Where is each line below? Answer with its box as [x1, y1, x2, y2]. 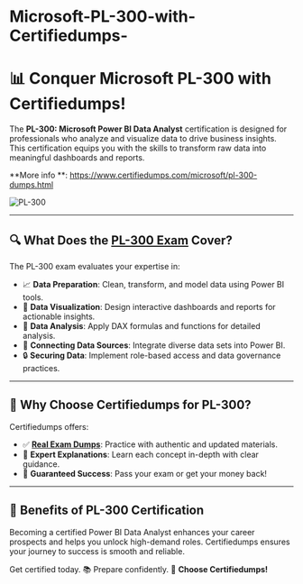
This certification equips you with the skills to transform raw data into [9, 142, 267, 154]
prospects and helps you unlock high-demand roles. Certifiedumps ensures [9, 536, 290, 547]
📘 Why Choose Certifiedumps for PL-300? [9, 397, 252, 413]
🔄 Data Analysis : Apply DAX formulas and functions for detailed [22, 320, 261, 331]
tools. [22, 291, 43, 303]
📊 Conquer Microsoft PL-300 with [9, 68, 272, 89]
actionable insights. [22, 311, 96, 322]
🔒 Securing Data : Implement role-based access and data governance [22, 350, 281, 360]
